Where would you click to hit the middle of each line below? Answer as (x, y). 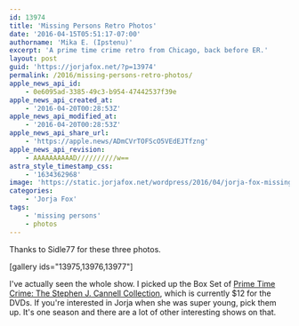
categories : (31, 191)
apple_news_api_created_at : (61, 100)
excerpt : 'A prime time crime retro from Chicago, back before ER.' (139, 51)
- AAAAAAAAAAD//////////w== (77, 158)
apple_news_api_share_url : (59, 133)
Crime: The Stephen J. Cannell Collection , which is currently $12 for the (140, 293)
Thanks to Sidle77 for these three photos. (85, 249)
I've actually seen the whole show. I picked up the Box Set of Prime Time (142, 283)
